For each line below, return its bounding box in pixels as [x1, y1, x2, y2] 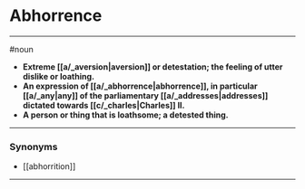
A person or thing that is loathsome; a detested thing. [22, 109, 229, 120]
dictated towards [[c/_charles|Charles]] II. [22, 99, 185, 110]
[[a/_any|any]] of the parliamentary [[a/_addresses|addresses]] [22, 90, 269, 100]
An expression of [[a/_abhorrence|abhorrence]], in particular [22, 80, 258, 91]
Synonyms [9, 140, 58, 153]
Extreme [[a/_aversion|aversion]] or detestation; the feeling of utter [22, 61, 283, 72]
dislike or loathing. [22, 71, 95, 81]
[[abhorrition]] [22, 161, 76, 172]
